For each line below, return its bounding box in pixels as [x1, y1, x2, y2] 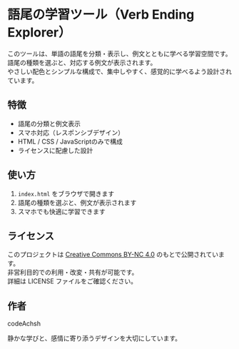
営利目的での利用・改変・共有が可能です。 [13, 268, 138, 277]
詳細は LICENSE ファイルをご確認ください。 [7, 277, 138, 285]
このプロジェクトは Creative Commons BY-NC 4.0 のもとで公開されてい [7, 251, 219, 259]
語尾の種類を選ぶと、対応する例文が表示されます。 [7, 58, 157, 66]
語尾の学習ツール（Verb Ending [7, 6, 195, 23]
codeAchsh [7, 319, 41, 328]
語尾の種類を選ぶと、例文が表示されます [17, 198, 137, 207]
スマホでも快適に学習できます [17, 207, 106, 216]
